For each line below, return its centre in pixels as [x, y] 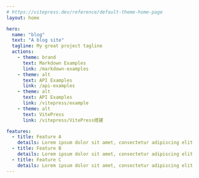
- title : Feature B [37, 149]
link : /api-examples [49, 86]
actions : [23, 52]
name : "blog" [28, 34]
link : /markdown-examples [55, 69]
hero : [13, 29]
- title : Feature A [37, 137]
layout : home [23, 18]
